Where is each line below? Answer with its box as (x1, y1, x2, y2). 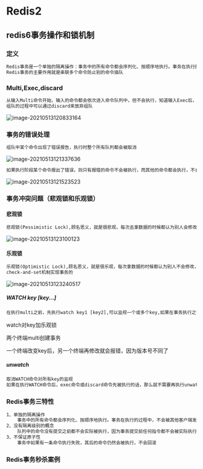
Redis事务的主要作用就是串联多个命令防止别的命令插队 (6, 69, 124, 75)
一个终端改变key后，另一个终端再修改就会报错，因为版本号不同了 (6, 347, 169, 354)
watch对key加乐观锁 (6, 321, 57, 328)
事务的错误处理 (6, 130, 50, 139)
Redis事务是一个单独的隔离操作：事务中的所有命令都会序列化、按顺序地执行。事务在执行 (6, 64, 195, 70)
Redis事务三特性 (6, 397, 54, 406)
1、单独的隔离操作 (6, 411, 45, 417)
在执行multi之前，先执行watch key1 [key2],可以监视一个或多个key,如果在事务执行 (6, 309, 192, 316)
